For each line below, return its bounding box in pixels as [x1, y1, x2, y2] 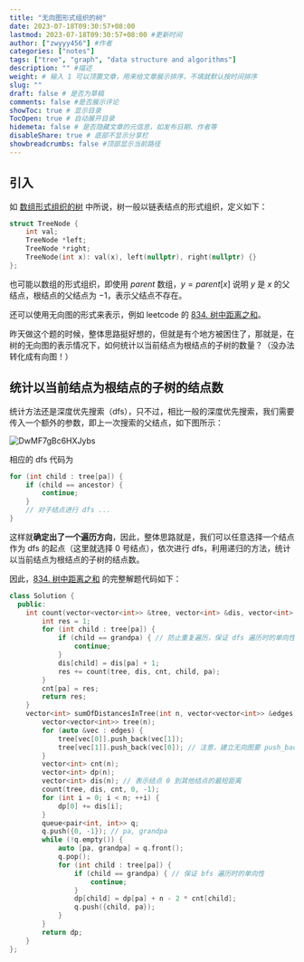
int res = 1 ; [42, 616, 91, 625]
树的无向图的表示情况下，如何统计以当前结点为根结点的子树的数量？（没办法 [9, 339, 295, 350]
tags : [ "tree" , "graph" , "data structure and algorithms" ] [9, 55, 237, 64]
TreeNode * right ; [25, 244, 91, 253]
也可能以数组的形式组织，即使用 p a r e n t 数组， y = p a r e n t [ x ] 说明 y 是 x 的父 [9, 278, 290, 290]
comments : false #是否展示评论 [9, 97, 119, 107]
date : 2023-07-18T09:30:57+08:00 [9, 22, 136, 31]
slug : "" [9, 81, 43, 90]
